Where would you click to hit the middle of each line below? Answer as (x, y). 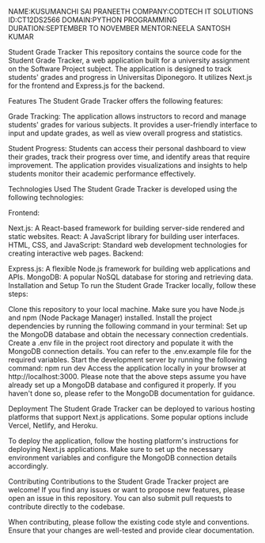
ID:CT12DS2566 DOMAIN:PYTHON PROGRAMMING (93, 20)
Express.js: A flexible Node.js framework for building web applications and (129, 269)
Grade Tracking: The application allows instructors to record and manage (127, 116)
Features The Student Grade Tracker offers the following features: (116, 101)
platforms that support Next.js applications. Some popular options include (129, 417)
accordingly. (28, 466)
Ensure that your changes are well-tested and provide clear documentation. (131, 530)
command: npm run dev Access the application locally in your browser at (127, 368)
